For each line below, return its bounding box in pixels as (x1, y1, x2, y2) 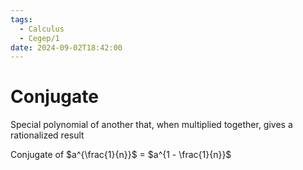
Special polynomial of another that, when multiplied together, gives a (10, 119, 293, 131)
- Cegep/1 (19, 33, 60, 43)
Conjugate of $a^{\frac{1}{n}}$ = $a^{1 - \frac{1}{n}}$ (10, 149, 232, 161)
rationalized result (10, 129, 85, 141)
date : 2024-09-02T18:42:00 (10, 42, 123, 53)
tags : (10, 14, 33, 25)
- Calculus (19, 24, 65, 34)
